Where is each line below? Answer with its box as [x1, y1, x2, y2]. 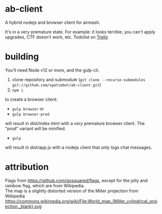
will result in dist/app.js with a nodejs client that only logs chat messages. [5, 144, 152, 150]
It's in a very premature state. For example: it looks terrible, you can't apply [5, 29, 156, 35]
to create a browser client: [5, 96, 58, 102]
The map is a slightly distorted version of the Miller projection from [5, 188, 139, 194]
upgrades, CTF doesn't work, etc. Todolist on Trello [5, 34, 108, 40]
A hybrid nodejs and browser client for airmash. [5, 19, 101, 25]
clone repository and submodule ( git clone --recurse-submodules [12, 76, 145, 82]
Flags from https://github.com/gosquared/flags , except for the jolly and [5, 178, 148, 183]
